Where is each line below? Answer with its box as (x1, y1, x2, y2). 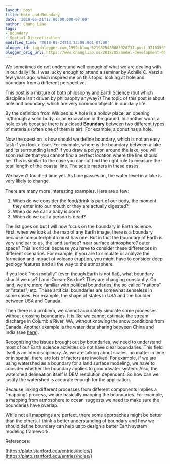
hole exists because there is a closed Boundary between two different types (5, 121, 165, 127)
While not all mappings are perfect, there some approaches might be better (5, 412, 162, 418)
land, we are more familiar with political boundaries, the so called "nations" (5, 282, 161, 288)
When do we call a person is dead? (12, 213, 86, 220)
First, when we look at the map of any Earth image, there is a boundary (5, 228, 153, 235)
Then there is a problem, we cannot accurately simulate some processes (5, 307, 157, 313)
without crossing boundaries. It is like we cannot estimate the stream (5, 313, 149, 319)
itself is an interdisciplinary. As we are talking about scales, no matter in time (5, 349, 165, 355)
